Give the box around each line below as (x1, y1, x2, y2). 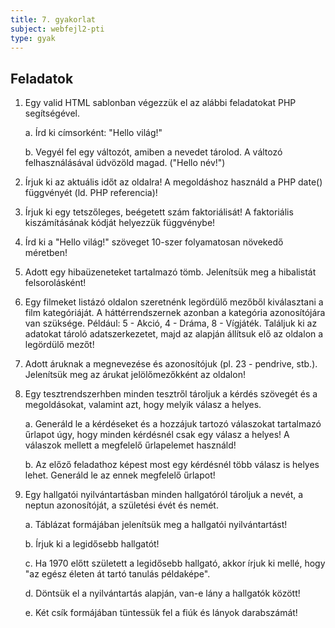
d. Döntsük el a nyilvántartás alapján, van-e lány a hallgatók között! (24, 587, 301, 600)
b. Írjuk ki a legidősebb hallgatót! (24, 538, 160, 550)
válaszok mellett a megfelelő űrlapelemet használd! (24, 439, 237, 451)
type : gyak (10, 33, 56, 43)
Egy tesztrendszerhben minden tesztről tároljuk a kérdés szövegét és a (24, 388, 318, 400)
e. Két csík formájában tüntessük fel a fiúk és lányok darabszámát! (24, 607, 298, 619)
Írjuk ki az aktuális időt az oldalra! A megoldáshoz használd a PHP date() (24, 176, 323, 188)
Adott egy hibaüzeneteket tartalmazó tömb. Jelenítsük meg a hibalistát (24, 266, 317, 278)
